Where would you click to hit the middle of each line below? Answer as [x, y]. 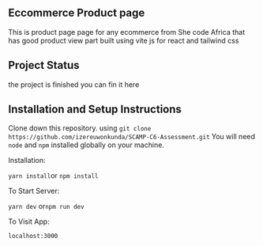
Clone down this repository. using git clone [80, 128]
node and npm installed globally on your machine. [86, 145]
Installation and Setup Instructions [95, 110]
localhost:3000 [33, 237]
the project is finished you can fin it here [74, 84]
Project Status [44, 65]
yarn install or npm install [53, 176]
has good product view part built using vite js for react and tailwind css [124, 40]
